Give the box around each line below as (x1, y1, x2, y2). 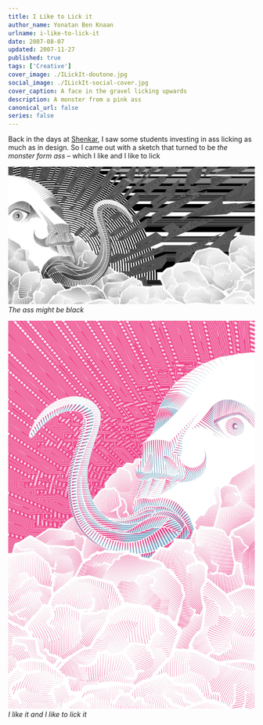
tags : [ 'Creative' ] (8, 63, 72, 71)
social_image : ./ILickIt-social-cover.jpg (8, 78, 149, 86)
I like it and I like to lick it (8, 710, 88, 720)
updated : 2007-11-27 (8, 46, 76, 54)
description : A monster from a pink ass (8, 95, 142, 104)
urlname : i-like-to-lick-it (8, 29, 100, 37)
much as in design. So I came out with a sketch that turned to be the (8, 143, 229, 152)
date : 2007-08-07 (8, 38, 65, 46)
